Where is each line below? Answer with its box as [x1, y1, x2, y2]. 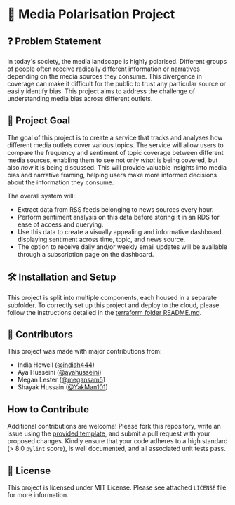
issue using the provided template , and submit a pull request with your [7, 429, 210, 438]
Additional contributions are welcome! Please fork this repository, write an [7, 422, 221, 431]
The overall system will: [7, 191, 76, 200]
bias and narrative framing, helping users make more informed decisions [7, 170, 217, 179]
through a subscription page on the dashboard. [17, 250, 154, 258]
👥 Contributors [7, 329, 74, 341]
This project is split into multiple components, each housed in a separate [7, 293, 217, 302]
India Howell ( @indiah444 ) [17, 361, 95, 369]
